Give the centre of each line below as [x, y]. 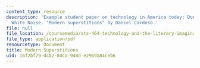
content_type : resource [36, 12]
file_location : [25, 34]
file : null [20, 28]
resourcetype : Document [36, 45]
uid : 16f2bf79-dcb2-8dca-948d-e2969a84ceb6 [61, 56]
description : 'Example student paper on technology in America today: [96, 17]
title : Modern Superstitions [42, 50]
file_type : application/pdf [41, 39]
